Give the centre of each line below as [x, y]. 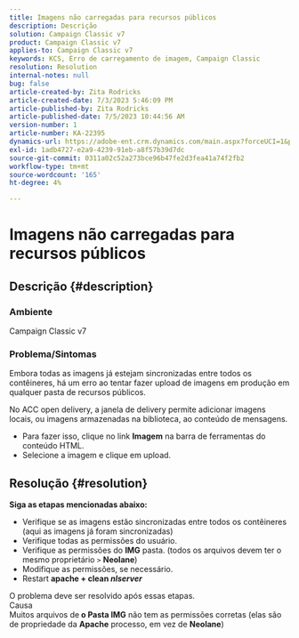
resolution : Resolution [53, 68]
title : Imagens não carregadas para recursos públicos [113, 17]
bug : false [29, 84]
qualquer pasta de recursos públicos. [78, 392]
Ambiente [31, 311]
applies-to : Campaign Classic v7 [71, 51]
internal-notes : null [49, 76]
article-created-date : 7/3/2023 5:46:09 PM [91, 100]
